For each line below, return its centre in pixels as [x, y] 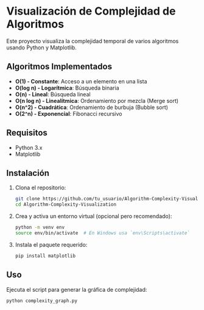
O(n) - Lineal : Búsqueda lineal [53, 94]
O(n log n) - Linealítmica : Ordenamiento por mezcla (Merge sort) [97, 100]
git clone [28, 199]
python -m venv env [40, 227]
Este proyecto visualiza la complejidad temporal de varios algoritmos [93, 41]
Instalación [28, 173]
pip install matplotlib [45, 256]
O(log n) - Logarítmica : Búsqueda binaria [67, 88]
